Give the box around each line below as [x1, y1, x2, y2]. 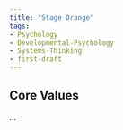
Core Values [9, 88, 79, 103]
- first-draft [9, 55, 63, 64]
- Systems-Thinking [9, 47, 83, 56]
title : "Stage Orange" [9, 13, 94, 22]
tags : [9, 22, 30, 30]
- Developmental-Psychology [9, 38, 115, 48]
